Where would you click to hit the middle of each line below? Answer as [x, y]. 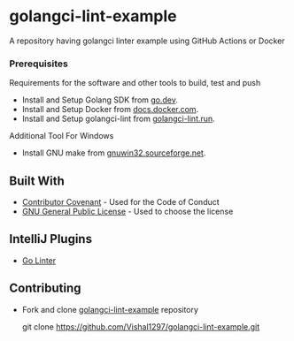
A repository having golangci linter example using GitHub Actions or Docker [147, 41]
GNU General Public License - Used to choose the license [128, 212]
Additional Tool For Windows [62, 136]
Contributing [45, 288]
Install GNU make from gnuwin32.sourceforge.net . [114, 153]
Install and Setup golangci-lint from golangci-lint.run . [118, 119]
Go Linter [39, 260]
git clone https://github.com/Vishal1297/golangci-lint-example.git [141, 326]
